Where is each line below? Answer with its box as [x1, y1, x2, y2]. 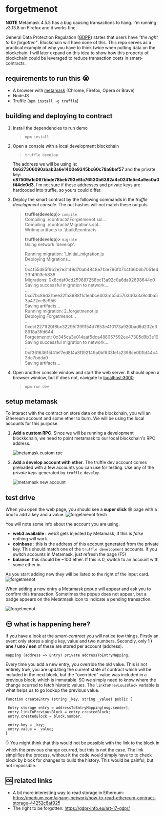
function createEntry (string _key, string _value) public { [5, 697, 133, 702]
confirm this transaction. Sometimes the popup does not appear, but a [5, 591, 147, 597]
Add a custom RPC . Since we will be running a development [12, 430, 134, 436]
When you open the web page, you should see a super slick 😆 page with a [5, 507, 157, 512]
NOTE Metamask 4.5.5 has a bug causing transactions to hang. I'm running [5, 20, 157, 25]
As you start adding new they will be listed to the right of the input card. [5, 571, 149, 577]
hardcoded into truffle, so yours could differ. [12, 187, 102, 193]
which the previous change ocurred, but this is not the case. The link [5, 747, 143, 752]
